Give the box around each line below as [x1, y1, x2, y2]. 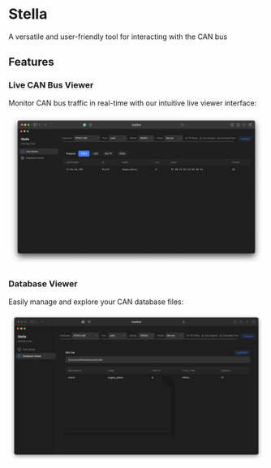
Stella [8, 5, 48, 24]
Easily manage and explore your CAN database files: [8, 297, 184, 307]
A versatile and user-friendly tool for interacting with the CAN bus [8, 32, 228, 41]
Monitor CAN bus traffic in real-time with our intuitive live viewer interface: [8, 98, 257, 108]
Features [8, 55, 54, 69]
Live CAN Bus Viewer [8, 79, 94, 91]
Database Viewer [8, 278, 78, 290]
